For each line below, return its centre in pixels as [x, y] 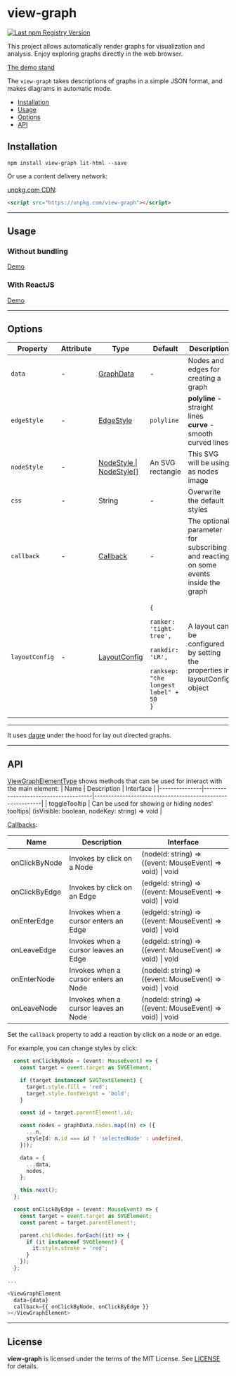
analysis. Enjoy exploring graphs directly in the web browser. [95, 54]
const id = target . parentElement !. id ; [77, 1113]
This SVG [203, 454]
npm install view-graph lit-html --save [67, 163]
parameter [205, 530]
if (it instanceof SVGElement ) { [75, 1242]
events [199, 574]
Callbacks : [22, 825]
